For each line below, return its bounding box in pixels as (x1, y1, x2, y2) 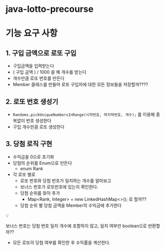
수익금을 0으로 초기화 (12, 153, 54, 159)
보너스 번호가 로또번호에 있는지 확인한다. (20, 184, 98, 190)
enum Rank (20, 165, 43, 171)
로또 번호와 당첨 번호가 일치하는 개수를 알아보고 (20, 177, 112, 184)
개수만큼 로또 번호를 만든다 (12, 75, 65, 81)
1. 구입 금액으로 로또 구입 (5, 49, 77, 57)
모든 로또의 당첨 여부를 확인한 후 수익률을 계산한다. (12, 239, 111, 246)
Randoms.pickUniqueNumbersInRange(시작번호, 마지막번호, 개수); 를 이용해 (12, 111, 155, 117)
